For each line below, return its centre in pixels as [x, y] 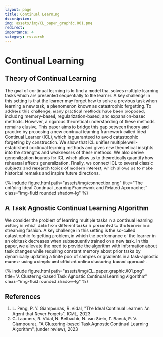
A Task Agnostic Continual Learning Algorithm [77, 208]
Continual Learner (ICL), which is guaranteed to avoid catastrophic [72, 137]
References [23, 297]
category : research [25, 37]
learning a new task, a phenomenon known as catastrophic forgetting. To [78, 106]
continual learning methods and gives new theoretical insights [91, 147]
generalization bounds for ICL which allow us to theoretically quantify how [79, 158]
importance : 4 [19, 32]
